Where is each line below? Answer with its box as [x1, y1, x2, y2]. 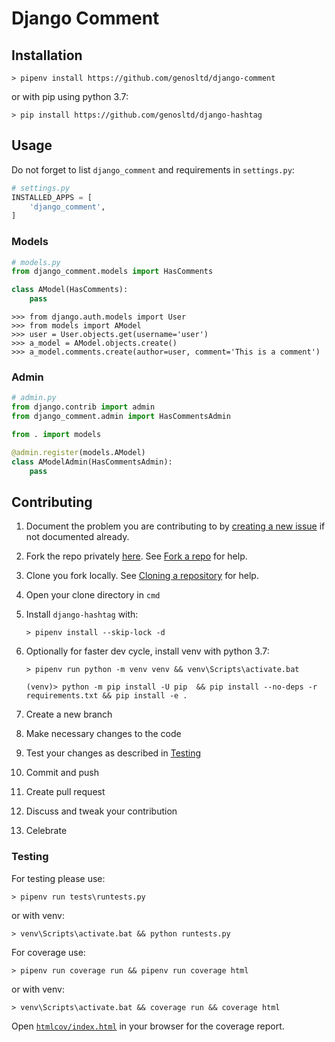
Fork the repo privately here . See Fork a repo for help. [25, 550, 248, 562]
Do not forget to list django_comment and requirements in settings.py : [11, 163, 295, 176]
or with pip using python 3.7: [11, 91, 129, 102]
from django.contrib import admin [11, 402, 156, 412]
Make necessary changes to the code [25, 728, 182, 740]
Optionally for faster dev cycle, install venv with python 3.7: [25, 645, 270, 657]
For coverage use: [11, 946, 86, 958]
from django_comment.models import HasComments [11, 267, 214, 277]
